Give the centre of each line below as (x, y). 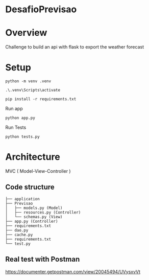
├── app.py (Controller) (32, 221)
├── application (22, 199)
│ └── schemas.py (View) (34, 217)
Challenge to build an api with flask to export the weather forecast (75, 47)
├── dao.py (17, 230)
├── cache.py (19, 235)
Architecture (33, 157)
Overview (26, 33)
